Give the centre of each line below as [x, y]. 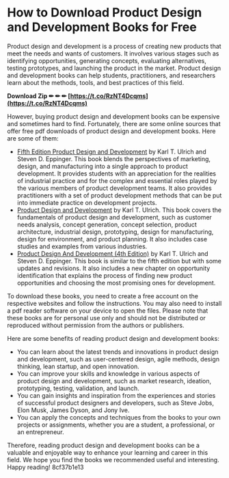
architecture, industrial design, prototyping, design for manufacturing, [115, 232]
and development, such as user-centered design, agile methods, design [118, 359]
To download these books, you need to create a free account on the [103, 296]
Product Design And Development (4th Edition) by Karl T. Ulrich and [112, 253]
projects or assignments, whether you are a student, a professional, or [116, 425]
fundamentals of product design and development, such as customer [114, 217]
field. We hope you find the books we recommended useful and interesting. [113, 459]
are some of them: [33, 138]
